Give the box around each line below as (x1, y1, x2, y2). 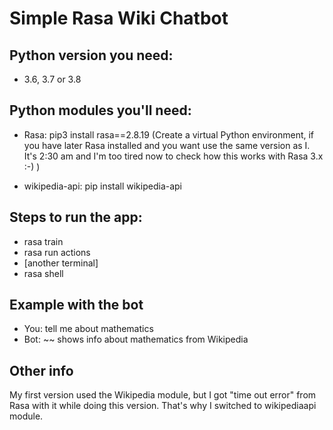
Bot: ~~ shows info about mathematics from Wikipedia (23, 333, 249, 346)
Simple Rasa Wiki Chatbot (9, 7, 229, 30)
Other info (9, 362, 74, 379)
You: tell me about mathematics (23, 323, 154, 335)
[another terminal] (23, 257, 99, 269)
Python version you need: (9, 47, 174, 64)
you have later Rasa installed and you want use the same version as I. (23, 139, 311, 151)
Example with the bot (9, 297, 144, 314)
